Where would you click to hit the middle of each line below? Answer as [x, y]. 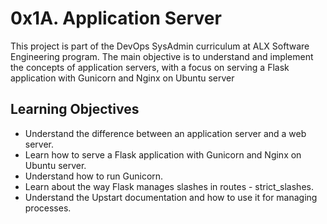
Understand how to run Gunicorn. [94, 176]
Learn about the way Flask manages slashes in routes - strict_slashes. [169, 186]
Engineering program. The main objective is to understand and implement [162, 56]
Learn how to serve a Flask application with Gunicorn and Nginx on [163, 154]
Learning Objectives [75, 109]
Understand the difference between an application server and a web [165, 133]
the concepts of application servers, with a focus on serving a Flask [150, 67]
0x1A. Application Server [116, 18]
